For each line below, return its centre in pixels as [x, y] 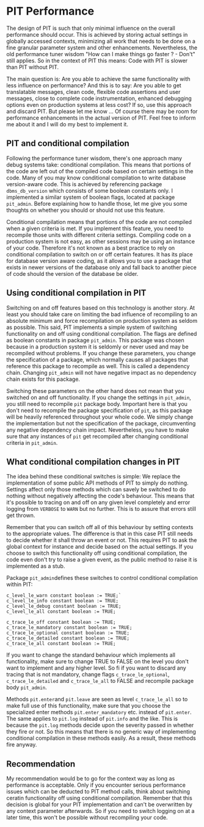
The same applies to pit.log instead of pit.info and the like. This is [92, 719]
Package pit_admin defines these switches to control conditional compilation [102, 578]
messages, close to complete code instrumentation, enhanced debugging [99, 98]
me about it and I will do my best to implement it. [67, 124]
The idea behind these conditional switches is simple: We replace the [93, 477]
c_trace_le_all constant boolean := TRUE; [61, 644]
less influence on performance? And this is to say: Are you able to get [94, 85]
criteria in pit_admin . [32, 442]
